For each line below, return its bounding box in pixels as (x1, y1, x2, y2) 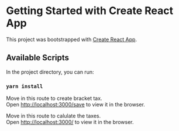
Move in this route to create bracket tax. (6, 95, 102, 102)
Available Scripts (6, 53, 69, 63)
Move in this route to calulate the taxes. (6, 112, 101, 119)
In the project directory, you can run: (6, 68, 94, 75)
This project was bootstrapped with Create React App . (6, 36, 137, 43)
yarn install (6, 83, 43, 89)
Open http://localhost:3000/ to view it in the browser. (6, 119, 134, 126)
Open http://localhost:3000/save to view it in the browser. (6, 101, 145, 108)
